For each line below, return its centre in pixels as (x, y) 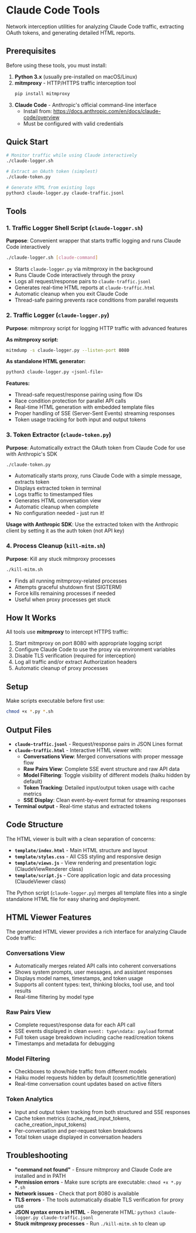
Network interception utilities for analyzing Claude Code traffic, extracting (95, 26)
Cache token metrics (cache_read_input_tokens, (73, 1118)
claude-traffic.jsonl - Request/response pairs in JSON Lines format (99, 744)
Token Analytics (30, 1099)
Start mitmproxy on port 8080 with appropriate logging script (88, 643)
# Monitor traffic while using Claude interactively (72, 155)
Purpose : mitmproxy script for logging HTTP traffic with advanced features (97, 328)
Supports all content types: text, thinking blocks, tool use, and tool (94, 984)
